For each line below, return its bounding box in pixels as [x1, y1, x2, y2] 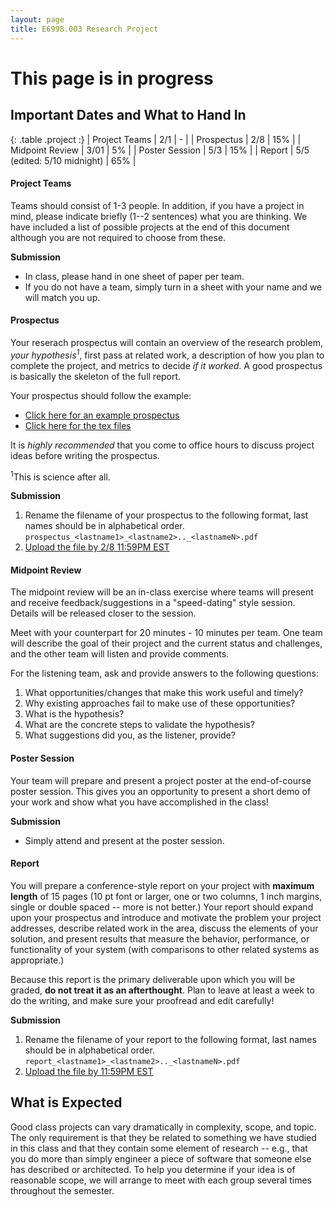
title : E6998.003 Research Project [10, 24, 159, 34]
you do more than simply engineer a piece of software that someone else [10, 1152, 312, 1165]
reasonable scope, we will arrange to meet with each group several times [10, 1174, 312, 1186]
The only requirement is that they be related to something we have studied [10, 1131, 317, 1143]
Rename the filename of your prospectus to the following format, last [24, 509, 309, 521]
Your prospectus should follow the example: [10, 389, 192, 401]
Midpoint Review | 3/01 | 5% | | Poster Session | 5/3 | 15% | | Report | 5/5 [10, 144, 310, 156]
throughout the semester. [10, 1184, 115, 1196]
